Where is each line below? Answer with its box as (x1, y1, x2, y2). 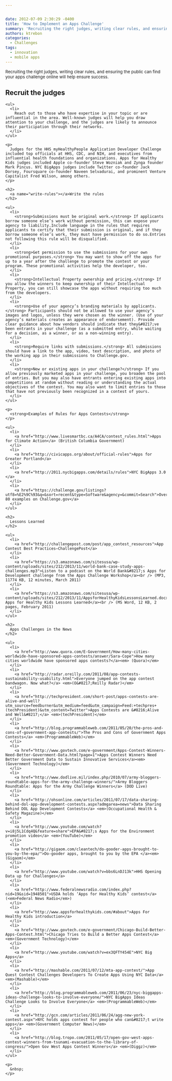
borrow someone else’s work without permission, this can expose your (5, 218, 159, 224)
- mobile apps (10, 54, 40, 59)
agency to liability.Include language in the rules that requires (5, 223, 150, 228)
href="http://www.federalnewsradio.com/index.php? (21, 887, 132, 892)
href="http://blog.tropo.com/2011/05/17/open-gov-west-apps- (21, 1035, 155, 1040)
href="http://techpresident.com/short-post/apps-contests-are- (21, 694, 159, 699)
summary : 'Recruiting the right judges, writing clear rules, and (5, 26, 150, 31)
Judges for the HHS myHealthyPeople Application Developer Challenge (10, 147, 161, 152)
